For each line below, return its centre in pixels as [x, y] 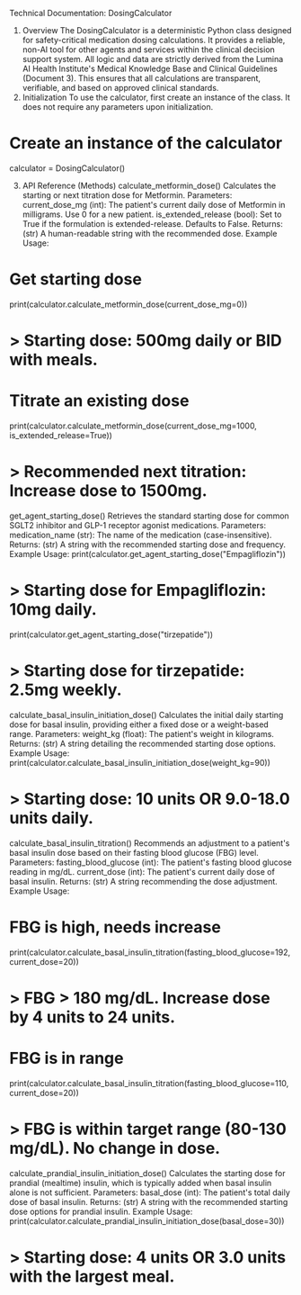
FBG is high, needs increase [115, 927]
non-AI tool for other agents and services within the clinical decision [149, 49]
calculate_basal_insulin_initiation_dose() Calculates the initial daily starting [146, 715]
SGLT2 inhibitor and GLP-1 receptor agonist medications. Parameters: [138, 525]
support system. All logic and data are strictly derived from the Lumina [153, 59]
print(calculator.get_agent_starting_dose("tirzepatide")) [111, 634]
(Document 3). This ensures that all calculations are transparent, [142, 78]
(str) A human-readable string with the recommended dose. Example [150, 233]
